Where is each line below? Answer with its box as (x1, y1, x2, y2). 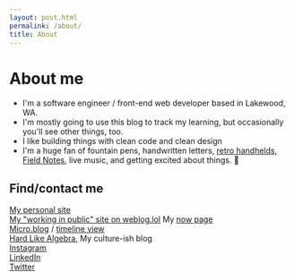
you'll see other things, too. (22, 126, 124, 137)
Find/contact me (9, 181, 104, 196)
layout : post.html (9, 13, 78, 22)
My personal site (9, 205, 72, 216)
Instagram (9, 242, 47, 253)
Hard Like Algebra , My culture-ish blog (9, 233, 152, 244)
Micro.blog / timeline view (9, 224, 105, 234)
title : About (9, 30, 58, 38)
